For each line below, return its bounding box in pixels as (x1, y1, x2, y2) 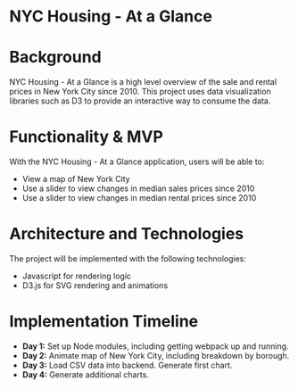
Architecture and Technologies (9, 224, 244, 244)
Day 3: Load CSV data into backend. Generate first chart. (21, 360, 233, 370)
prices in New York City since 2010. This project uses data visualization (9, 87, 272, 97)
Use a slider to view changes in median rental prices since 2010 (21, 193, 257, 203)
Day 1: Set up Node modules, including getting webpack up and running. (21, 341, 289, 352)
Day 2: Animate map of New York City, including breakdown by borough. (21, 350, 290, 360)
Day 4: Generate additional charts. (21, 368, 150, 380)
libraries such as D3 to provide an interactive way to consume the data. (9, 95, 271, 106)
